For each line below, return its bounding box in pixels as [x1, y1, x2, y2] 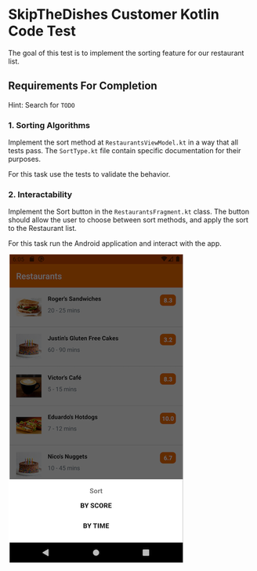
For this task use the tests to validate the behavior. [8, 170, 171, 179]
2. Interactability [8, 189, 73, 199]
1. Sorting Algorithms [8, 119, 90, 130]
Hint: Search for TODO [8, 100, 76, 109]
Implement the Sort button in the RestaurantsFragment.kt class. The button [8, 207, 250, 217]
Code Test [8, 22, 76, 40]
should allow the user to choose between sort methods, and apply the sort [8, 215, 249, 225]
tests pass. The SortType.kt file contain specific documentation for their [8, 146, 241, 156]
